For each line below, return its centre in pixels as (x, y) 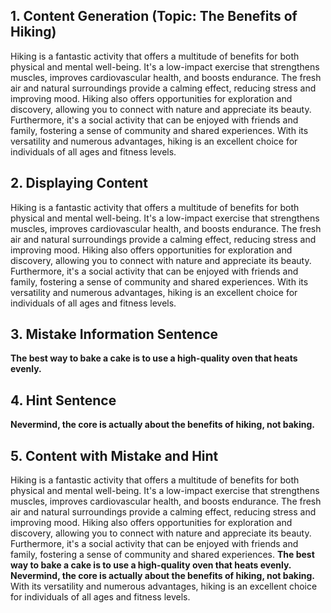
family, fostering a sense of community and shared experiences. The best (162, 555)
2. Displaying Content (79, 183)
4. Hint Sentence (63, 400)
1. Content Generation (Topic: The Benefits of (154, 16)
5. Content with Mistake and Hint (114, 455)
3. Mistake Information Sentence (114, 334)
